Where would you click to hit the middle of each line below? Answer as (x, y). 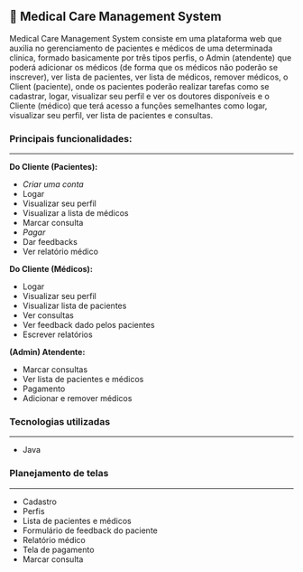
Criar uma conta (53, 184)
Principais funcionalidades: (71, 138)
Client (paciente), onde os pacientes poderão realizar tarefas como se (139, 86)
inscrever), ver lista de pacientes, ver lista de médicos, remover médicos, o (149, 77)
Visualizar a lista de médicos (75, 213)
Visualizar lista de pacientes (74, 306)
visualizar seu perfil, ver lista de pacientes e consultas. (111, 115)
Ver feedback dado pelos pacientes (88, 325)
